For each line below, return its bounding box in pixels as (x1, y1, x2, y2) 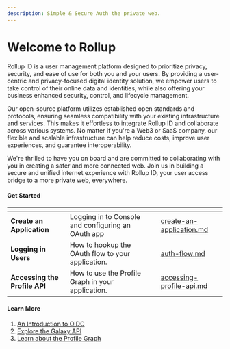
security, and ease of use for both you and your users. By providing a (7, 69, 203, 77)
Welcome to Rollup (7, 39, 116, 55)
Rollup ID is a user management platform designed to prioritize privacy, (7, 62, 207, 70)
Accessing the (10, 272, 59, 282)
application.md (160, 224, 209, 234)
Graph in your (69, 276, 114, 286)
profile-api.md (160, 281, 208, 291)
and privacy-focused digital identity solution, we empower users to (28, 77, 217, 85)
